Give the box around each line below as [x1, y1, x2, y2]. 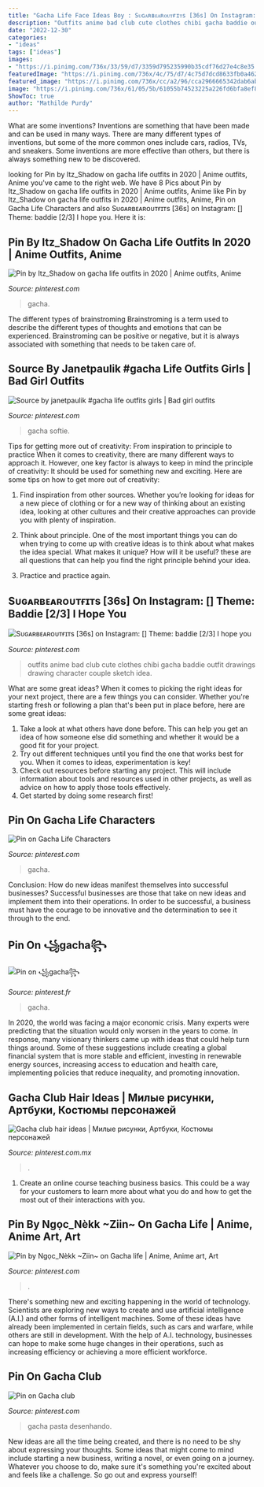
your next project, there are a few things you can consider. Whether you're [8, 692, 250, 701]
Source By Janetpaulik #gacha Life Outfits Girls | [8, 362, 251, 376]
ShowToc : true [8, 92, 55, 100]
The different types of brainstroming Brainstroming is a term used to [8, 314, 229, 324]
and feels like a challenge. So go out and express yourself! [8, 1470, 198, 1479]
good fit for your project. [19, 740, 100, 750]
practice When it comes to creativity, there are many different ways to [8, 450, 234, 459]
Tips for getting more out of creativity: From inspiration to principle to [8, 441, 233, 451]
